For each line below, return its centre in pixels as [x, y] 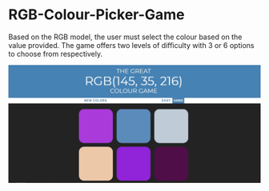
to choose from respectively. [55, 54]
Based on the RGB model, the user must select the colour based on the [125, 37]
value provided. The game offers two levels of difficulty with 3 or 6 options [131, 45]
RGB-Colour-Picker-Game [97, 15]
